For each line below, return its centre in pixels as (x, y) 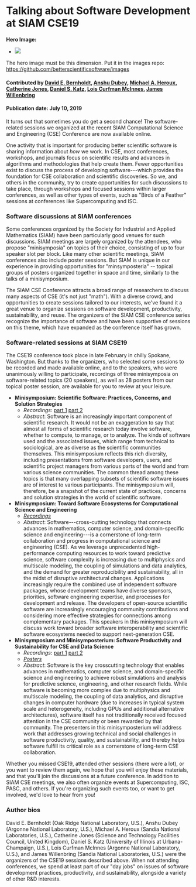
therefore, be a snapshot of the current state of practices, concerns (105, 491)
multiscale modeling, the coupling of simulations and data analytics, (105, 566)
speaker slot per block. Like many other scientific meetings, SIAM (85, 254)
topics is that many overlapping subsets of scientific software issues (106, 479)
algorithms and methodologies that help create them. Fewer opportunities (95, 164)
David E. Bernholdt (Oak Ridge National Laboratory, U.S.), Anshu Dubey (92, 823)
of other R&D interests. (33, 879)
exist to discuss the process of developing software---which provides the (95, 170)
